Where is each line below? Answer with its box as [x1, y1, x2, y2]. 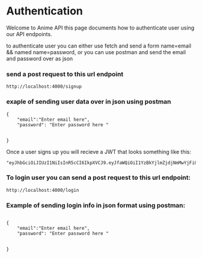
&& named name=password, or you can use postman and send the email [6, 48, 186, 55]
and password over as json [6, 55, 73, 62]
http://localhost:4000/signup [6, 84, 82, 90]
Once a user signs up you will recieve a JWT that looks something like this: [6, 148, 191, 155]
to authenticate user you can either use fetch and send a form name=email [6, 42, 191, 49]
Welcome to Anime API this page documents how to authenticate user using [6, 24, 195, 31]
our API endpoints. [6, 30, 52, 37]
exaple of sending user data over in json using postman [6, 97, 171, 106]
